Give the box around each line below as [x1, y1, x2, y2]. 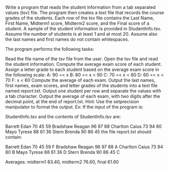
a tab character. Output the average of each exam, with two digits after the [5, 93, 160, 99]
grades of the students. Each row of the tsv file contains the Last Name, [5, 15, 155, 21]
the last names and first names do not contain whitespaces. [5, 36, 130, 42]
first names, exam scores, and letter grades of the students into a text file [5, 82, 158, 89]
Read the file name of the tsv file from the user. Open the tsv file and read [5, 56, 158, 62]
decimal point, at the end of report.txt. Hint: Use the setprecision [5, 99, 140, 105]
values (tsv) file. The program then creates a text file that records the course [5, 10, 164, 16]
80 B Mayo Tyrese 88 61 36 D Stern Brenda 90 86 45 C [5, 149, 120, 155]
